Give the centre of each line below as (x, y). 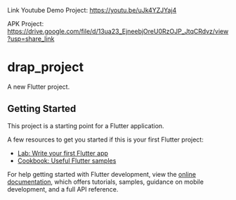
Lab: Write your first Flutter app (63, 153)
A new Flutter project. (39, 87)
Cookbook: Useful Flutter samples (67, 161)
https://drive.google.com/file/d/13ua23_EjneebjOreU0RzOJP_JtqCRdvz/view (118, 31)
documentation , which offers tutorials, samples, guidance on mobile (105, 182)
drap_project (46, 67)
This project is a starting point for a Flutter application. (86, 125)
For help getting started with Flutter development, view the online (102, 174)
